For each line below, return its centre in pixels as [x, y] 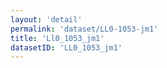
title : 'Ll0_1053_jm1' [57, 38]
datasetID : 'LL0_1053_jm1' [66, 47]
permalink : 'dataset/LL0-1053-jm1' [84, 29]
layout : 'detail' [46, 19]
